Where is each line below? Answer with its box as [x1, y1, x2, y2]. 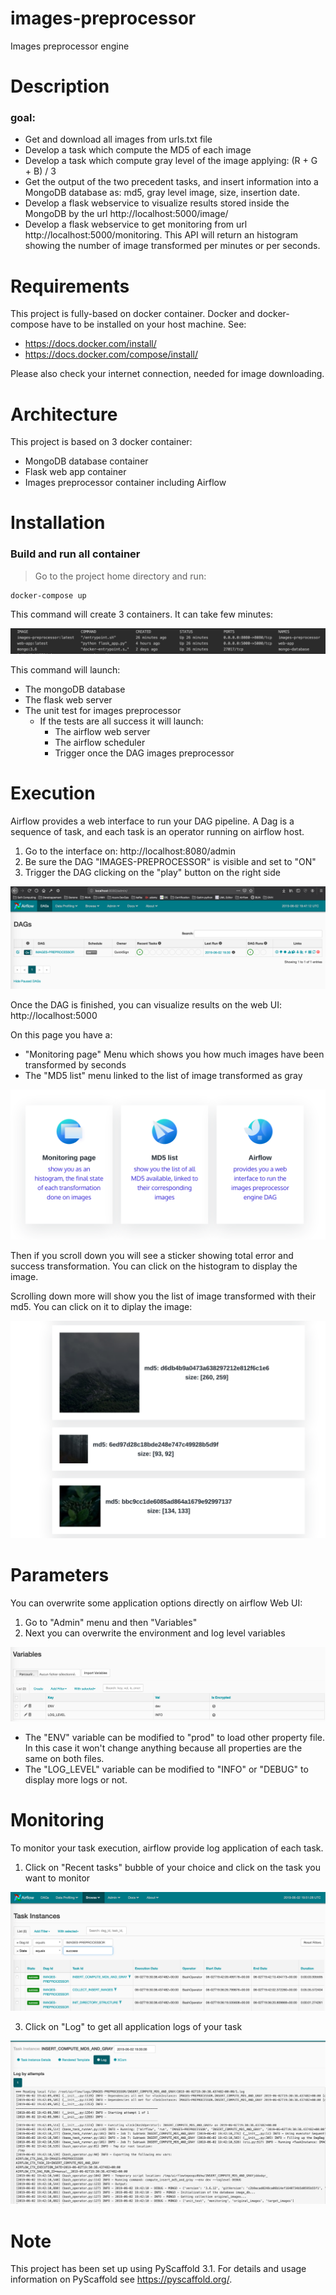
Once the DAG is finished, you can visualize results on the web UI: [10, 999, 283, 1011]
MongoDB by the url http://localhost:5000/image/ [24, 208, 229, 220]
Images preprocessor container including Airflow [24, 477, 227, 489]
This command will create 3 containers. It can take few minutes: [10, 608, 274, 620]
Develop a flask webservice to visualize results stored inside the [24, 197, 290, 209]
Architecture [10, 403, 118, 426]
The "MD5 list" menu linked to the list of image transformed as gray [24, 1070, 303, 1082]
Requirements [10, 275, 130, 297]
